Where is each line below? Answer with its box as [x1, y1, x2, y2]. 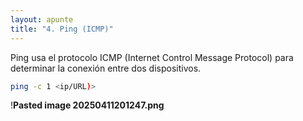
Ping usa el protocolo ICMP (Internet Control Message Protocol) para [10, 51, 294, 63]
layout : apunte [10, 14, 74, 25]
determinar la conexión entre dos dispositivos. [10, 62, 202, 74]
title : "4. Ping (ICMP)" [10, 24, 114, 34]
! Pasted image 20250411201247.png [10, 99, 165, 111]
